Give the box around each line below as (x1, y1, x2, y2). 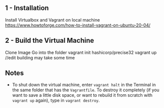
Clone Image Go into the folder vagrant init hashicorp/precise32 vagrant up (5, 49, 157, 55)
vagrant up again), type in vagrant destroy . (12, 98, 100, 104)
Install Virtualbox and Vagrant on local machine (5, 17, 100, 23)
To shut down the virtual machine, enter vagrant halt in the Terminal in (12, 82, 156, 88)
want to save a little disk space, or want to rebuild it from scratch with (12, 92, 153, 98)
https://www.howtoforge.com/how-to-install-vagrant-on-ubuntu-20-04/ (5, 22, 151, 28)
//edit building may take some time (5, 54, 75, 60)
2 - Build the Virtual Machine (5, 36, 94, 45)
